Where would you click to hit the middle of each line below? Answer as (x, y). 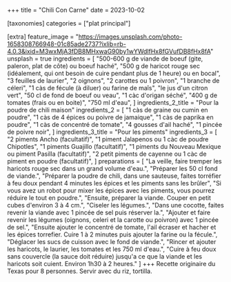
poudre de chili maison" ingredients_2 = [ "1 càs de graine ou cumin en (108, 110)
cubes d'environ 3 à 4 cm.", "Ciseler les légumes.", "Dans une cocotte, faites (115, 205)
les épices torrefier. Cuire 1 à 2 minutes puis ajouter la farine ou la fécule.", (112, 234)
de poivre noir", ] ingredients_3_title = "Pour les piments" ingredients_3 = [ (112, 132)
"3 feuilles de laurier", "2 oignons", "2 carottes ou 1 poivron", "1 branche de (113, 81)
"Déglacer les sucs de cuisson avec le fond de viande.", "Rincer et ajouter (112, 242)
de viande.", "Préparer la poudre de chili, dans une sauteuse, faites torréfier (114, 176)
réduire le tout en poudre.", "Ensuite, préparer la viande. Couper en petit (109, 198)
